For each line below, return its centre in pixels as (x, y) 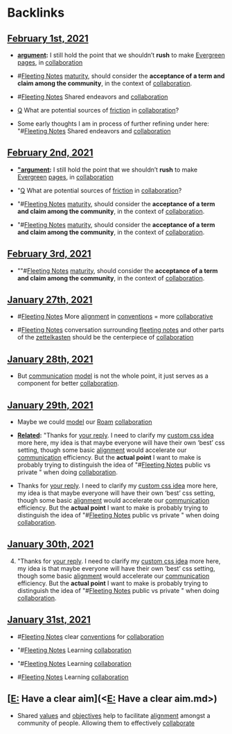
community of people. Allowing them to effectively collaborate (106, 723)
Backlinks (36, 13)
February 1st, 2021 (48, 39)
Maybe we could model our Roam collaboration (84, 422)
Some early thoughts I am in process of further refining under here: (113, 124)
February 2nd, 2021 (50, 153)
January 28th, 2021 (50, 359)
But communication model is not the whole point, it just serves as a (113, 376)
